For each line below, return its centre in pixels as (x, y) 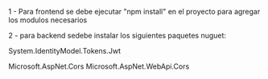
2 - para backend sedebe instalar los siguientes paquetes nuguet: (118, 36)
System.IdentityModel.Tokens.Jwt (64, 51)
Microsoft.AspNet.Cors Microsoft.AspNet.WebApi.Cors (99, 66)
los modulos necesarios (48, 20)
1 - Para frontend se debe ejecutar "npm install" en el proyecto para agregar (134, 12)
